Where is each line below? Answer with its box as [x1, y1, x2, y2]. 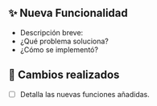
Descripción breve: [19, 27, 84, 37]
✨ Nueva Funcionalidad [8, 6, 129, 20]
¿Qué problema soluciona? [19, 36, 109, 46]
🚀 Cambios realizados [8, 68, 120, 82]
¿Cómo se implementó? [19, 44, 99, 55]
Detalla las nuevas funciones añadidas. [19, 89, 151, 99]
